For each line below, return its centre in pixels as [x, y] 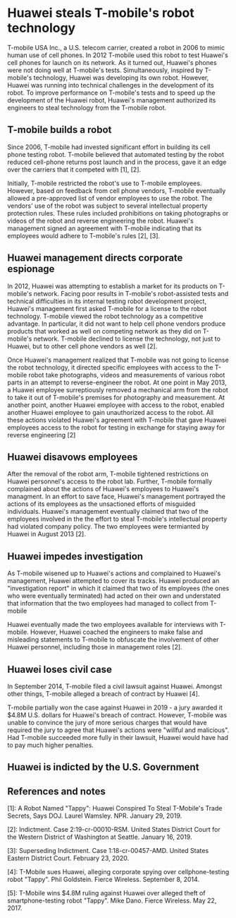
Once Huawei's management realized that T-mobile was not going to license [118, 360]
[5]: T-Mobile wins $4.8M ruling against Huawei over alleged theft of [106, 893]
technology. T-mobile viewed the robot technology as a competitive [105, 316]
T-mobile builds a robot [60, 130]
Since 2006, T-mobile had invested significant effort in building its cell [109, 147]
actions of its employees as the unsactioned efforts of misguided [101, 504]
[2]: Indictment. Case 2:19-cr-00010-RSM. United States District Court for [114, 830]
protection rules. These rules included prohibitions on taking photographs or [118, 213]
